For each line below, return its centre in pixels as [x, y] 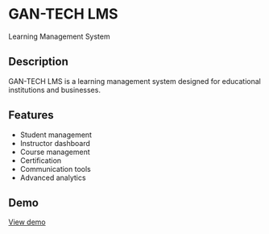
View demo [27, 222]
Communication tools [55, 169]
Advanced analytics [53, 178]
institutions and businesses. [54, 90]
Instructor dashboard [55, 143]
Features [31, 115]
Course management [55, 152]
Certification [41, 160]
